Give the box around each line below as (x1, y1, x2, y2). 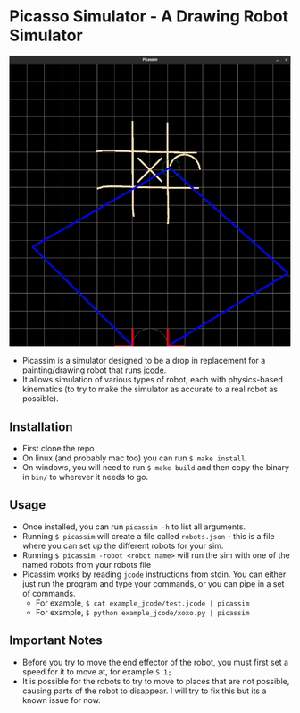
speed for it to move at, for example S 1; (21, 666, 172, 677)
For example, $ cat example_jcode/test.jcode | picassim (35, 597, 250, 608)
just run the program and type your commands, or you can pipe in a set (21, 578, 285, 588)
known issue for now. (21, 694, 101, 705)
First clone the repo (21, 442, 95, 453)
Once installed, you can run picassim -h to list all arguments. (21, 521, 246, 532)
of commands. (21, 588, 76, 598)
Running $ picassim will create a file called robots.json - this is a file (21, 530, 275, 541)
